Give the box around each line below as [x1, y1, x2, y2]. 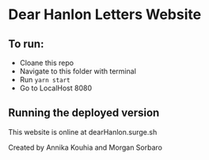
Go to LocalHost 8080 [19, 83, 93, 93]
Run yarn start [19, 75, 70, 84]
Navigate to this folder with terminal [19, 67, 137, 76]
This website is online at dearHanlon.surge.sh [8, 127, 158, 136]
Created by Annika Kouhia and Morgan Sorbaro [8, 143, 162, 152]
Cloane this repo [19, 58, 74, 67]
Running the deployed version [8, 106, 160, 120]
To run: [8, 37, 44, 51]
